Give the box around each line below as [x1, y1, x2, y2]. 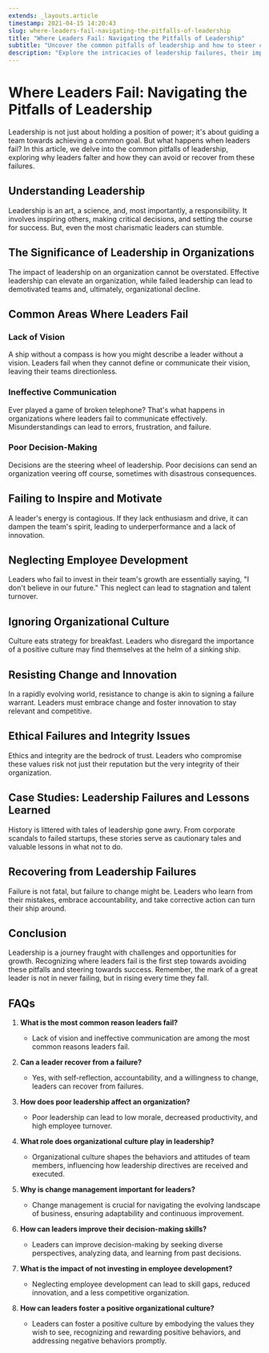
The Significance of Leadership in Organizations [8, 246, 255, 260]
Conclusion [8, 927, 67, 940]
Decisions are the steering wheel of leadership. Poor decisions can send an [8, 460, 258, 470]
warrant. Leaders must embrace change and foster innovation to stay [8, 698, 237, 708]
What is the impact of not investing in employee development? [19, 1264, 233, 1274]
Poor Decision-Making [8, 442, 98, 453]
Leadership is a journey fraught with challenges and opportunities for [8, 947, 237, 958]
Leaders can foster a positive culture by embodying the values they [31, 1319, 255, 1329]
